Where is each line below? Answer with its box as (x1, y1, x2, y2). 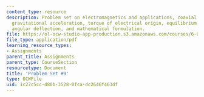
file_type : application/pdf (6, 37, 78, 43)
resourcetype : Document (6, 64, 67, 71)
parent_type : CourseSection (6, 59, 78, 65)
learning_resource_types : (6, 43, 72, 49)
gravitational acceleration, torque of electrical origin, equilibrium (12, 20, 197, 26)
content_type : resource (6, 8, 67, 15)
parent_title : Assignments (6, 54, 75, 60)
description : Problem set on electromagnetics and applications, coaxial (6, 14, 197, 20)
